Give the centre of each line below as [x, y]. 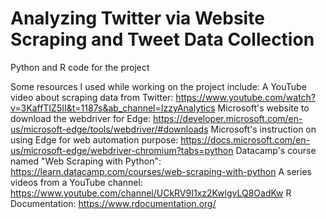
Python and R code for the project [80, 67]
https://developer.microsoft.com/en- [228, 118]
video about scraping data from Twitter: [92, 97]
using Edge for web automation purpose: [94, 139]
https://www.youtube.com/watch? [246, 97]
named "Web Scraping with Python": [86, 161]
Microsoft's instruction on [263, 129]
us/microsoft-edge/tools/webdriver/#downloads [109, 129]
